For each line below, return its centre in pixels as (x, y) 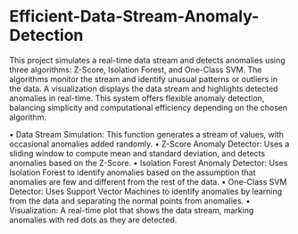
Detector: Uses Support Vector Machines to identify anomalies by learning (146, 191)
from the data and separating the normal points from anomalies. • (130, 201)
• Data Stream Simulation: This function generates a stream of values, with (146, 134)
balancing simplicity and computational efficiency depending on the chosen (149, 107)
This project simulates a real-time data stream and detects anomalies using (147, 60)
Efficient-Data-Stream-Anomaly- (134, 17)
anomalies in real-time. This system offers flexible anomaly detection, (137, 98)
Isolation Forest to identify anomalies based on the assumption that (132, 172)
